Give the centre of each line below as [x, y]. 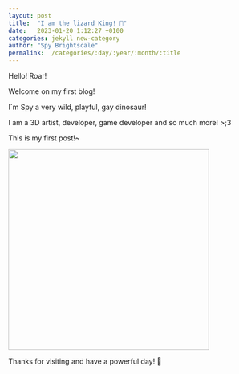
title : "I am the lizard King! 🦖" [68, 23]
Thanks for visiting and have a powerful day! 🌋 [85, 361]
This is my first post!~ [44, 138]
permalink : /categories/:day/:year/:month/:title [95, 53]
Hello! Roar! [28, 76]
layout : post [30, 16]
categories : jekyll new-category [64, 38]
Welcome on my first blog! [52, 91]
